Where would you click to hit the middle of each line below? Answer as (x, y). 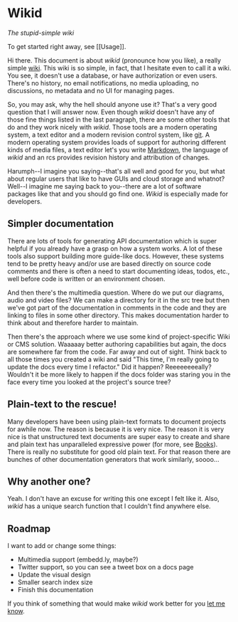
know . (16, 611)
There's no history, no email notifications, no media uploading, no (103, 83)
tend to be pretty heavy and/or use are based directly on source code (109, 263)
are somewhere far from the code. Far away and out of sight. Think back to (117, 352)
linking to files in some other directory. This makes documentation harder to (118, 315)
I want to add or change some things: (62, 546)
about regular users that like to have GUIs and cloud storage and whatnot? (116, 179)
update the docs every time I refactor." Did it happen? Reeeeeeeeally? (109, 367)
